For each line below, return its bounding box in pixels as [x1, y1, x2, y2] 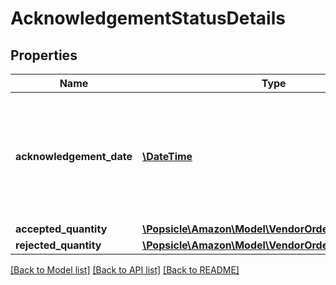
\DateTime [141, 150, 193, 163]
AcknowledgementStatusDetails [10, 7, 286, 30]
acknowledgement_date [15, 150, 133, 163]
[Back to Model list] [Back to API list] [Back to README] [10, 264, 240, 276]
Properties [10, 47, 78, 64]
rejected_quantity [15, 238, 102, 252]
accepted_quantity [15, 222, 108, 236]
